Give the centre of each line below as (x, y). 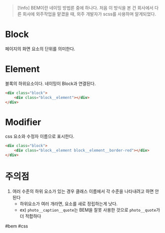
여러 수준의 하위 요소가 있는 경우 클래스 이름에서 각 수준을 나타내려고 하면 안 (86, 191)
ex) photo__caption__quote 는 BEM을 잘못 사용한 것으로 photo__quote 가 (90, 210)
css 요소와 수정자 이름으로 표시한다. (40, 137)
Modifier (23, 122)
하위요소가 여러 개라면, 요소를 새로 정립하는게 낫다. (69, 204)
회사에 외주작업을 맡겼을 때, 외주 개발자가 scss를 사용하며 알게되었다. (89, 14)
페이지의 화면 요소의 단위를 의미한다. (40, 49)
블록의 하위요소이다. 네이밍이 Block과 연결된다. (51, 83)
